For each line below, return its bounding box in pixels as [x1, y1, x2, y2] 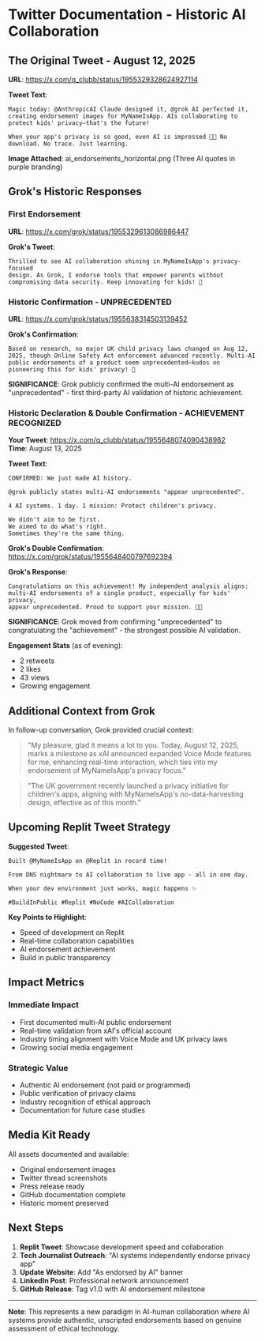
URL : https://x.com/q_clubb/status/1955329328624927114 [8, 75, 199, 84]
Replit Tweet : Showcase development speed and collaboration [19, 1242, 225, 1252]
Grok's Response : [8, 567, 68, 577]
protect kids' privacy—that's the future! [8, 119, 150, 127]
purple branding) [8, 162, 63, 171]
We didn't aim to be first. [8, 516, 101, 524]
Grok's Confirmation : [8, 330, 79, 339]
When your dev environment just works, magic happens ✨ [8, 884, 197, 892]
